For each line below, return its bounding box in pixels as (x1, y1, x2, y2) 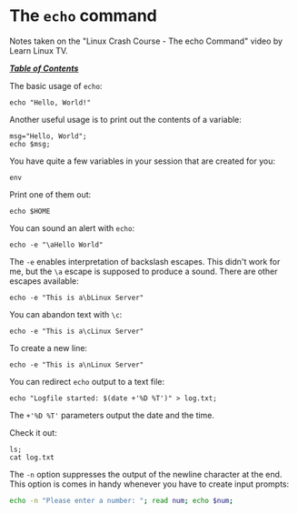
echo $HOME (9, 207, 51, 216)
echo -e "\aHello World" (9, 240, 104, 249)
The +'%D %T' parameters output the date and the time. (9, 409, 215, 420)
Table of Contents (9, 63, 79, 74)
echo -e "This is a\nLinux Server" (9, 360, 144, 369)
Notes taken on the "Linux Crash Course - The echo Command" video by (9, 35, 283, 46)
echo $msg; (9, 139, 51, 148)
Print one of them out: (9, 188, 92, 200)
